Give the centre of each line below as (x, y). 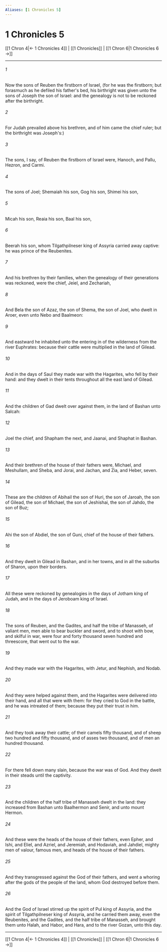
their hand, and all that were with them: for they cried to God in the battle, (80, 701)
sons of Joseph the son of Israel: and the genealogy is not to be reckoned (81, 96)
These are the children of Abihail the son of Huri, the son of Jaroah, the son (83, 497)
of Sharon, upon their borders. (36, 567)
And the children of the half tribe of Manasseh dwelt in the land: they (76, 802)
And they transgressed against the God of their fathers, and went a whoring (83, 877)
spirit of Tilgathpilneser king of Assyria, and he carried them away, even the (83, 914)
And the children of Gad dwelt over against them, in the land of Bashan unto (83, 406)
